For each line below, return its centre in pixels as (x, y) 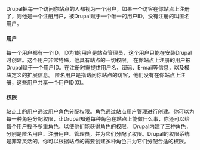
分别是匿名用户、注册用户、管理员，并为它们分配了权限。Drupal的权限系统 (98, 134)
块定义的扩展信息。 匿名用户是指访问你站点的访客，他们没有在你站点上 (93, 75)
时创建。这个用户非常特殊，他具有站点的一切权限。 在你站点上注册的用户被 (99, 60)
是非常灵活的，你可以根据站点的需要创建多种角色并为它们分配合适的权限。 (98, 141)
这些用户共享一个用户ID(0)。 (51, 83)
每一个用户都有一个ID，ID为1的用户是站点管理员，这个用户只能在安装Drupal (99, 53)
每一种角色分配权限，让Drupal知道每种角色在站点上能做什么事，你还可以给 (98, 119)
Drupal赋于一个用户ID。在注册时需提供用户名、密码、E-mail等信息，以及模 (98, 68)
